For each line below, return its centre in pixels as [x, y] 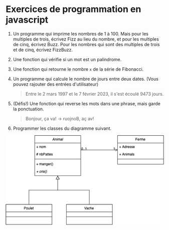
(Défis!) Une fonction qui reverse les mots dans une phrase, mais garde [87, 103]
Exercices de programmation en [73, 9]
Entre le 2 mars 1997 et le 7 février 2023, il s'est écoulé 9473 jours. [95, 94]
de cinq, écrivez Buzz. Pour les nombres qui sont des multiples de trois [86, 44]
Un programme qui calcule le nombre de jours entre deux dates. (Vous [86, 79]
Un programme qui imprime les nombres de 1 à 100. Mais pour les [80, 34]
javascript [27, 20]
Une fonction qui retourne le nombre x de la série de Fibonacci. [78, 69]
